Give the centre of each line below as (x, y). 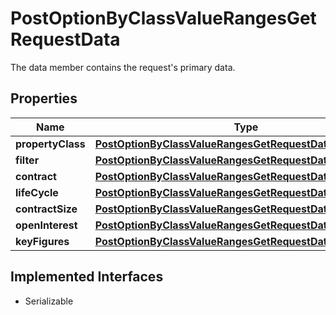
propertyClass (50, 144)
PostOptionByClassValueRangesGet (163, 18)
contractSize (46, 209)
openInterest (46, 225)
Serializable (49, 301)
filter (27, 160)
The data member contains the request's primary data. (123, 67)
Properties (44, 98)
